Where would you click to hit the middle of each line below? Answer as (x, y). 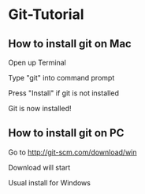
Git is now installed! (40, 108)
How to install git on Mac (70, 44)
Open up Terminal (37, 62)
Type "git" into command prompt (61, 78)
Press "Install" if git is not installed (64, 93)
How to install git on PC (66, 133)
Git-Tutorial (46, 15)
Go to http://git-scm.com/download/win (72, 152)
